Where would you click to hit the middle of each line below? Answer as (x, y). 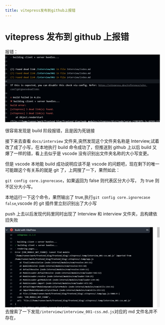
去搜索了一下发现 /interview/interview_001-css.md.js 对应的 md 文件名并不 (82, 312)
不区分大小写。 (20, 186)
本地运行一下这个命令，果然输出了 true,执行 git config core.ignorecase (78, 197)
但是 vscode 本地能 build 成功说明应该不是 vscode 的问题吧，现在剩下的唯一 (82, 164)
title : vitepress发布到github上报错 (40, 10)
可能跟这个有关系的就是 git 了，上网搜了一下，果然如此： (63, 170)
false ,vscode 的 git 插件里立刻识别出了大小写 (51, 203)
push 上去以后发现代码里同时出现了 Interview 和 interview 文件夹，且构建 (79, 214)
